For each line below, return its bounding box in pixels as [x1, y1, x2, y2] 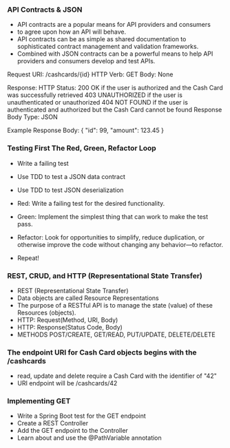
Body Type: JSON [7, 113, 58, 121]
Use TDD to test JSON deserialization [17, 186, 124, 194]
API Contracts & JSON [7, 5, 83, 14]
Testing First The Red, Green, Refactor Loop [7, 143, 156, 153]
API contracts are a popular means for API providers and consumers [17, 21, 211, 29]
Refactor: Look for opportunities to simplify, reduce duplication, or [17, 233, 205, 242]
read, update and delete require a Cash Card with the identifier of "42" [17, 372, 217, 380]
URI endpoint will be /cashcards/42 [17, 379, 118, 387]
